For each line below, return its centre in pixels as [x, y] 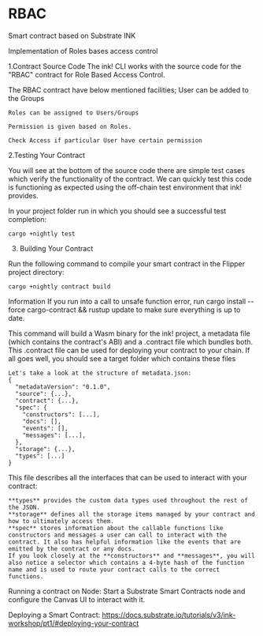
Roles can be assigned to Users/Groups [74, 113]
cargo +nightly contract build [59, 286]
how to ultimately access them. [61, 521]
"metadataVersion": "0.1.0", [63, 387]
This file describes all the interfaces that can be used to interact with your [128, 477]
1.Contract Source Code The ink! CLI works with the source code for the [125, 66]
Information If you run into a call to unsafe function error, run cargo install [127, 301]
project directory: [36, 272]
